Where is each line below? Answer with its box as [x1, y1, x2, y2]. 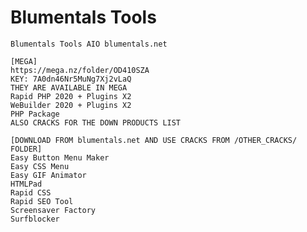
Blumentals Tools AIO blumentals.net [10, 39, 168, 49]
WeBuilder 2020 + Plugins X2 [10, 100, 132, 110]
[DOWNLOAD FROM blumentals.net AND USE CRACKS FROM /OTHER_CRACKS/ [10, 135, 298, 145]
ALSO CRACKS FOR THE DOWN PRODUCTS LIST [10, 117, 182, 128]
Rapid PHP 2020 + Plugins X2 [10, 91, 132, 101]
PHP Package [10, 109, 60, 119]
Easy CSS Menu [10, 161, 70, 171]
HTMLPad [10, 179, 43, 189]
